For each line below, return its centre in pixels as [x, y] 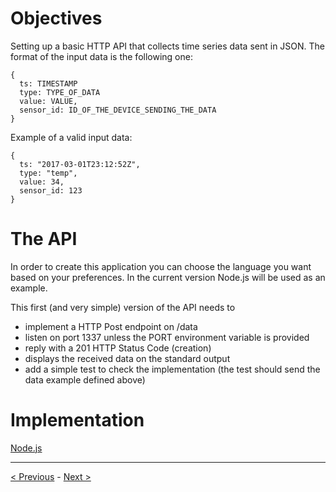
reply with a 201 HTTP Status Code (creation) [118, 348]
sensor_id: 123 [51, 190]
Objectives [56, 18]
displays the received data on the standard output [127, 358]
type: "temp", [48, 173]
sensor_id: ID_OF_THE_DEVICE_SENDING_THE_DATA [118, 110]
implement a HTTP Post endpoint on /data [111, 326]
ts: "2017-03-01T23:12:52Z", [80, 164]
